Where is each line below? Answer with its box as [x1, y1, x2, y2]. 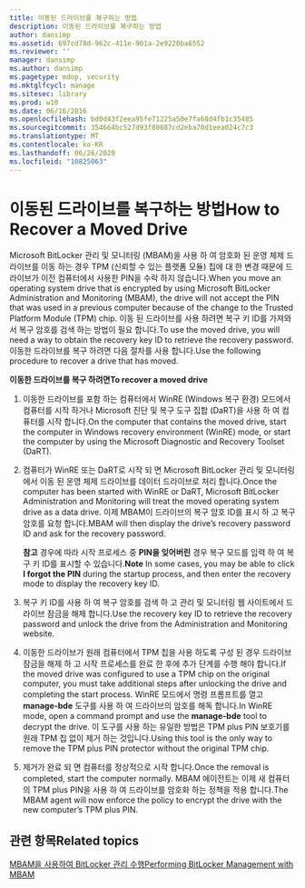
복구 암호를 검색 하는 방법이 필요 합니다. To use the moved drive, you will [18, 324, 280, 335]
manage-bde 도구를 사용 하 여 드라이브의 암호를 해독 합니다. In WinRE [22, 701, 273, 712]
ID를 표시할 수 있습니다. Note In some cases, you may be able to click [42, 558, 295, 569]
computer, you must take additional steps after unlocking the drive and [22, 678, 288, 689]
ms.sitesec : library [9, 89, 88, 98]
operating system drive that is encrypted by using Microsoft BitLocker [9, 283, 271, 294]
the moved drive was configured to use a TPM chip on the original [22, 669, 271, 680]
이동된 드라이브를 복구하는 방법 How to [9, 199, 280, 219]
